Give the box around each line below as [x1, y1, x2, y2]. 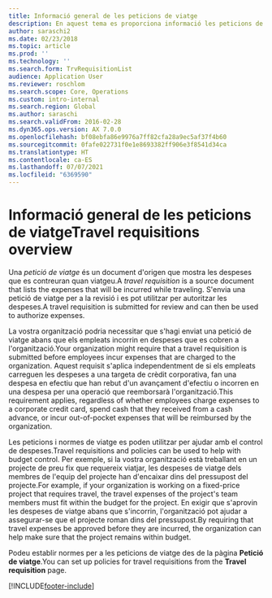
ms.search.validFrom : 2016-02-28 [8, 118, 122, 126]
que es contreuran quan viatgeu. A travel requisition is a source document [8, 276, 254, 286]
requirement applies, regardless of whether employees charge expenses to [8, 395, 260, 405]
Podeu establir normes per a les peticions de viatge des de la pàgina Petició [8, 548, 264, 557]
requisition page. [8, 565, 67, 574]
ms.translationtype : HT [8, 148, 89, 156]
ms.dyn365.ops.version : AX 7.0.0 [8, 125, 122, 133]
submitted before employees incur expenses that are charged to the [8, 351, 236, 362]
